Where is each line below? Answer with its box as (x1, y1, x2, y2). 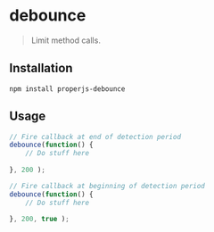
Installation (9, 61, 73, 76)
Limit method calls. (30, 35, 101, 46)
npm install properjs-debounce (9, 84, 126, 94)
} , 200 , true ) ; (9, 215, 70, 224)
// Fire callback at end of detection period (9, 132, 181, 141)
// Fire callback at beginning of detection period (9, 181, 205, 190)
